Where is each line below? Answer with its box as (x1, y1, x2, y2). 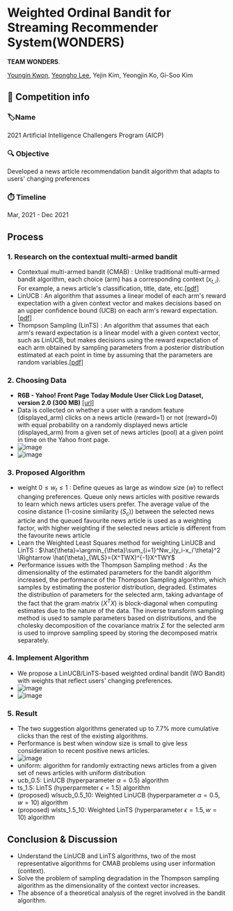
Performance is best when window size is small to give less (17, 739, 188, 747)
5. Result (7, 708, 38, 718)
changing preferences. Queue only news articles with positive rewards (17, 493, 220, 501)
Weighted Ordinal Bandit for (7, 5, 172, 21)
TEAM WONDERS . (7, 57, 61, 65)
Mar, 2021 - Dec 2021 (7, 211, 69, 219)
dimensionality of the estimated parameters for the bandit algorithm (17, 568, 211, 576)
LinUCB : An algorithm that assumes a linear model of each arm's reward (17, 291, 226, 300)
